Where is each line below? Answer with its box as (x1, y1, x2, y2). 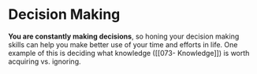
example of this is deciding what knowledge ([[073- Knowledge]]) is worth (8, 48, 250, 57)
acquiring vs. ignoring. (8, 57, 81, 66)
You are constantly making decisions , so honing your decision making (8, 31, 240, 41)
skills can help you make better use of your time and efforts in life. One (8, 39, 238, 49)
